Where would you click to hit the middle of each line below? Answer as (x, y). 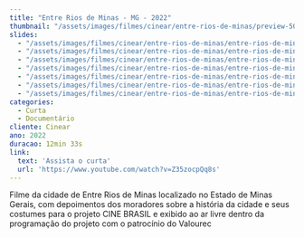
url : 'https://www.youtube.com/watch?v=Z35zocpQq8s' (119, 169)
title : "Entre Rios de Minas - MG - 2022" (90, 18)
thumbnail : (30, 26)
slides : (24, 34)
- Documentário (46, 119)
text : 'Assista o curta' (64, 161)
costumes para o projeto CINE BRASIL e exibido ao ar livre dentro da (137, 214)
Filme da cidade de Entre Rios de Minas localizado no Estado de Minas (141, 195)
